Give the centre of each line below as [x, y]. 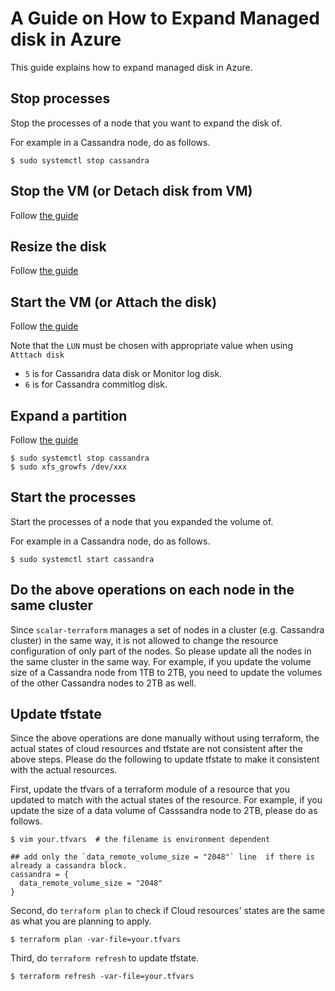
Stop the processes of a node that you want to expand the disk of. [146, 123]
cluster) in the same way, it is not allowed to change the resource [144, 640]
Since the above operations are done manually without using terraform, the [165, 738]
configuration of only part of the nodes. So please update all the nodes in [161, 651]
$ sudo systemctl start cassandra [82, 559]
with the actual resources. [64, 770]
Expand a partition [69, 415]
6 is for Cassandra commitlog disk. [96, 384]
